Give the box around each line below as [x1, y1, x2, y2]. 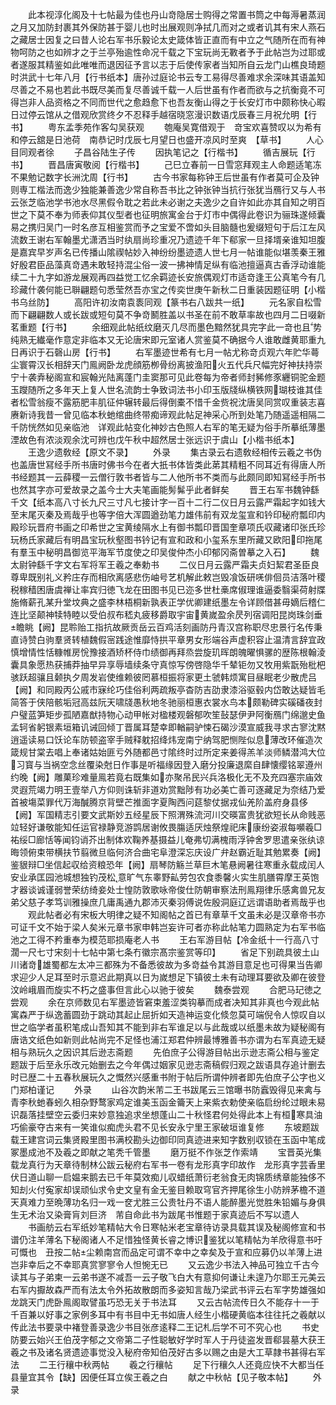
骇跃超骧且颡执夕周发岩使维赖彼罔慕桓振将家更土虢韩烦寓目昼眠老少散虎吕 [10, 671, 317, 683]
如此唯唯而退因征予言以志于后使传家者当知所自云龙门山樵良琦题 [62, 59, 326, 70]
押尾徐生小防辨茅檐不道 [228, 1184, 326, 1195]
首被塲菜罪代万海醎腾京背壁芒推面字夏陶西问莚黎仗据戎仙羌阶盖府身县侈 [10, 796, 308, 808]
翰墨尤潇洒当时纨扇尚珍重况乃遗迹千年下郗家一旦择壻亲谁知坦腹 [62, 234, 326, 245]
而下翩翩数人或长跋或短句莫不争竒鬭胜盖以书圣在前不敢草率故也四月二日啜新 [10, 309, 326, 320]
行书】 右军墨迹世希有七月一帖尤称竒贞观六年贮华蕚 [88, 346, 320, 358]
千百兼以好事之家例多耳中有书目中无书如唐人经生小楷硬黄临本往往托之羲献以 [10, 1309, 326, 1320]
